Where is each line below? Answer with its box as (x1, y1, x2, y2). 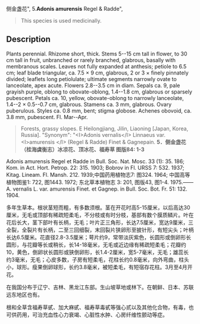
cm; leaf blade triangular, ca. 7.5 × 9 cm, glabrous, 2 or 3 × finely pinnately (6, 69, 189, 76)
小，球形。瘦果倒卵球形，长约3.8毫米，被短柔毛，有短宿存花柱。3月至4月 (6, 263, 187, 270)
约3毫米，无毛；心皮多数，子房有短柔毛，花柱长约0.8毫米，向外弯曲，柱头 (6, 256, 189, 263)
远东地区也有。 (6, 291, 43, 298)
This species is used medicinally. (20, 17, 102, 24)
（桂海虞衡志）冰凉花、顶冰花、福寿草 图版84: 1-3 (20, 145, 145, 153)
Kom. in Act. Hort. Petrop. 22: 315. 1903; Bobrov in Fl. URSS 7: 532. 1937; (6, 164, 185, 171)
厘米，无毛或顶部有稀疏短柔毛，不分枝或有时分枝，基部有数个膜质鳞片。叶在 (6, 211, 194, 219)
